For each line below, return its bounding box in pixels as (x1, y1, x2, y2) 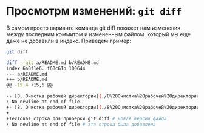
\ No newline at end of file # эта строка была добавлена (6, 121, 156, 128)
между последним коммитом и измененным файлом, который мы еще (6, 30, 191, 37)
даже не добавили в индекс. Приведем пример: (6, 37, 132, 44)
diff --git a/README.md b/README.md (6, 59, 99, 66)
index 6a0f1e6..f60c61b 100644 (6, 65, 86, 71)
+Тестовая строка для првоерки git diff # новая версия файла (6, 115, 167, 122)
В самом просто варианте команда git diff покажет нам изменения (6, 24, 181, 31)
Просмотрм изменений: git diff (6, 4, 182, 18)
